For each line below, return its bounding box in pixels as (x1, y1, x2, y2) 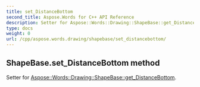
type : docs (6, 25, 33, 31)
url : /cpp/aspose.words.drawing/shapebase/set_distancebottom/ (6, 36, 167, 42)
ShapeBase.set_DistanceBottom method (6, 58, 160, 68)
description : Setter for (6, 20, 68, 25)
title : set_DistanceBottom (6, 8, 73, 15)
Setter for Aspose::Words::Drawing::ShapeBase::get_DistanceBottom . (6, 73, 177, 80)
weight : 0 (6, 31, 31, 37)
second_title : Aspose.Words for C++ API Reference (6, 14, 135, 20)
